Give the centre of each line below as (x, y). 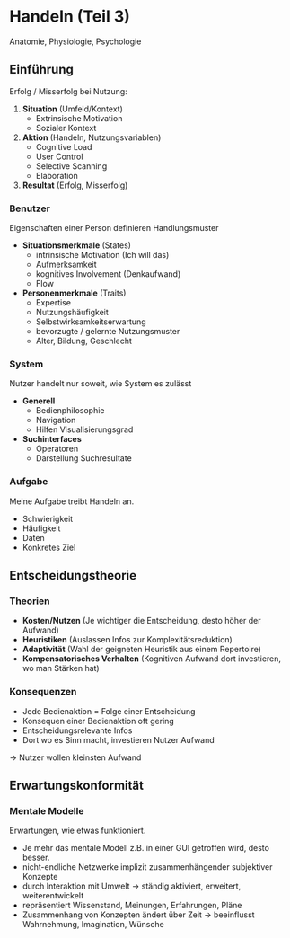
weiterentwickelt (53, 896)
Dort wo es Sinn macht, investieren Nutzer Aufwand (119, 739)
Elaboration (57, 175)
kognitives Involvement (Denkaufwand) (108, 274)
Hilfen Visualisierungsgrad (84, 429)
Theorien (30, 601)
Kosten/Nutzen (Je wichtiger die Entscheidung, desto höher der (142, 621)
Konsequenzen (43, 692)
